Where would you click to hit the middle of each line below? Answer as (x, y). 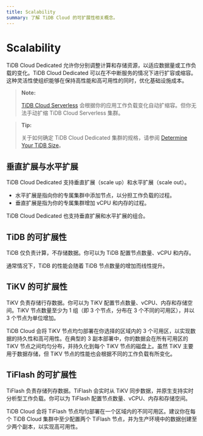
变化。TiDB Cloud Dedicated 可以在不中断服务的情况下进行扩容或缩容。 (106, 73)
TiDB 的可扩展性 (36, 237)
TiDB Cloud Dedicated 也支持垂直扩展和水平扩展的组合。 (77, 216)
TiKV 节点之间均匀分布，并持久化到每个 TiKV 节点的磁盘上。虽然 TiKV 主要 (100, 346)
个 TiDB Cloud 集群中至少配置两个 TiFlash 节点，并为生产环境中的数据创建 (99, 419)
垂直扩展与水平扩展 (42, 166)
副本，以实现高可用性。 (51, 426)
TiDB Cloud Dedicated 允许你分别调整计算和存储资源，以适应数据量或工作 (99, 65)
